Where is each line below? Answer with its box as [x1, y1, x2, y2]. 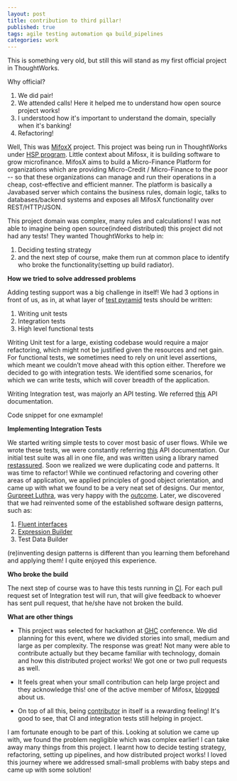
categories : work [7, 37, 59, 44]
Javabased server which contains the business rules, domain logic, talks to [7, 188, 227, 196]
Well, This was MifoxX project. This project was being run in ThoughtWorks [7, 143, 228, 151]
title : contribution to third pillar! [7, 17, 122, 24]
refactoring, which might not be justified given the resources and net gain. [7, 345, 224, 355]
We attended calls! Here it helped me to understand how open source [17, 99, 221, 107]
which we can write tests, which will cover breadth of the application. [7, 376, 210, 384]
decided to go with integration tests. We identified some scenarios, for [7, 368, 213, 377]
